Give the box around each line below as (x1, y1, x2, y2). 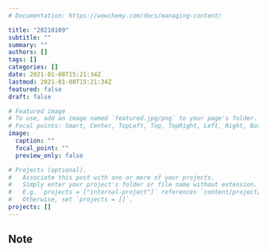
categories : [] (8, 63, 59, 72)
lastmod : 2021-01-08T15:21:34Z (8, 77, 112, 86)
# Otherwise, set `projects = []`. (8, 196, 133, 204)
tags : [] (8, 56, 37, 64)
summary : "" (8, 41, 48, 49)
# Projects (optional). (8, 166, 87, 174)
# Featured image (8, 107, 66, 116)
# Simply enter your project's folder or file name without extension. (8, 181, 258, 189)
